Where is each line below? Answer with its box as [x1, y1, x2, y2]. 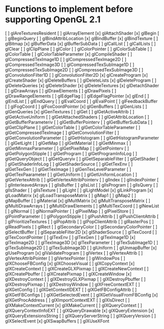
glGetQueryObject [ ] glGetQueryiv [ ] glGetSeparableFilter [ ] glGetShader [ [5, 156, 159, 162]
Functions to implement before [5, 3, 134, 15]
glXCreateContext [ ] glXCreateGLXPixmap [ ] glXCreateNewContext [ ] [5, 265, 149, 271]
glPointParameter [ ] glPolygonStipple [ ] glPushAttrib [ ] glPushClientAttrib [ [5, 213, 159, 219]
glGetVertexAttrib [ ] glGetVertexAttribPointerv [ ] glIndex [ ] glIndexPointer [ [5, 176, 159, 183]
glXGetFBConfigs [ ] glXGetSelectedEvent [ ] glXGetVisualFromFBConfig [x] [5, 292, 158, 297]
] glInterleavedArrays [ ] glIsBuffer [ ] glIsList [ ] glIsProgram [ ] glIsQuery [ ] [5, 182, 158, 188]
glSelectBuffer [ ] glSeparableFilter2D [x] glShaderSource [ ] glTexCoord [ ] [5, 229, 157, 235]
